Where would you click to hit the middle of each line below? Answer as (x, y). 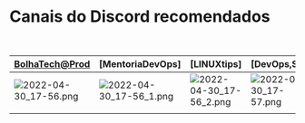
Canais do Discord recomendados (140, 17)
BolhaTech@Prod (52, 63)
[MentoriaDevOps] (140, 63)
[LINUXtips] (216, 63)
